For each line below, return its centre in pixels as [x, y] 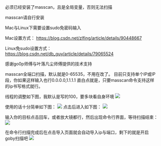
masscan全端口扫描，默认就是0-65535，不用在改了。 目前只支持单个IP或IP [80, 74]
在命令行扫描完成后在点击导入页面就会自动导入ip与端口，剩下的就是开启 [77, 132]
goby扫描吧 [16, 138]
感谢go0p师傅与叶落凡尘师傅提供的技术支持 [48, 64]
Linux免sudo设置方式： [28, 48]
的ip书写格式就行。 [24, 86]
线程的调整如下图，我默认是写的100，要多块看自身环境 [60, 97]
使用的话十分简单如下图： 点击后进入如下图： [53, 107]
